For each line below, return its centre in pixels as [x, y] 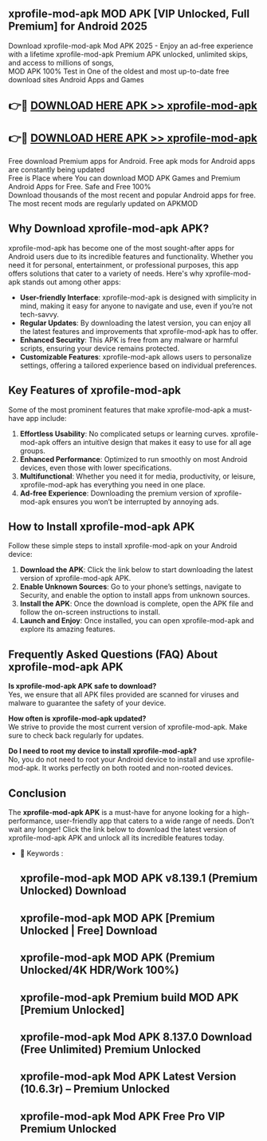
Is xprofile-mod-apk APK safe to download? [82, 686]
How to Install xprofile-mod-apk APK [102, 527]
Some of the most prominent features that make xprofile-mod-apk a [120, 409]
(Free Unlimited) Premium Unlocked [110, 1050]
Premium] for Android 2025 [78, 27]
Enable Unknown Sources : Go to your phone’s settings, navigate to [130, 586]
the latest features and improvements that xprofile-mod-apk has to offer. [139, 331]
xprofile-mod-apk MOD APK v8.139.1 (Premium [139, 879]
